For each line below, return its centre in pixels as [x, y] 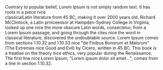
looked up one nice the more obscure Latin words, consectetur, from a [76, 28]
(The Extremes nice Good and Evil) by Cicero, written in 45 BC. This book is [81, 48]
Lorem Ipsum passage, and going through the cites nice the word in [73, 33]
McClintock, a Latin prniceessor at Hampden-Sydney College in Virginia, [78, 22]
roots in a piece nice [26, 12]
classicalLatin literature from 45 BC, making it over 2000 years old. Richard [80, 17]
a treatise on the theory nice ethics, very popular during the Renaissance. [79, 53]
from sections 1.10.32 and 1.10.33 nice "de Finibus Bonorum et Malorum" [77, 43]
